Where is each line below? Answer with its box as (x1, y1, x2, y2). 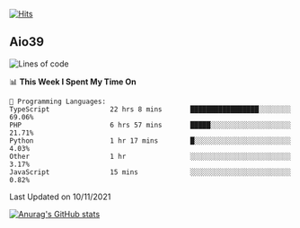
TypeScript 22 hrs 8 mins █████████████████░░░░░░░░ (9, 104, 292, 114)
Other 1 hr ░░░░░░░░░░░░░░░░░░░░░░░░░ (9, 152, 292, 161)
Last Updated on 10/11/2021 (9, 191, 111, 202)
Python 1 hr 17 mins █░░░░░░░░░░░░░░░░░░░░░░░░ (9, 136, 292, 145)
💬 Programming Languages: (9, 97, 106, 106)
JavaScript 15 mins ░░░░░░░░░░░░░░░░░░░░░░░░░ (9, 167, 292, 177)
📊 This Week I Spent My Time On (9, 76, 137, 87)
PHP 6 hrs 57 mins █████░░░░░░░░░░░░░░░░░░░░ (9, 120, 292, 129)
